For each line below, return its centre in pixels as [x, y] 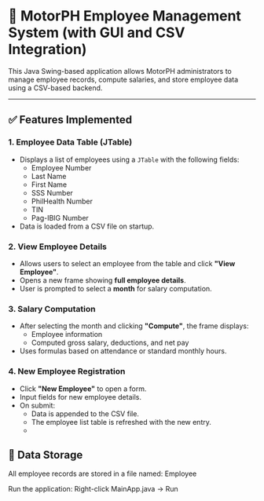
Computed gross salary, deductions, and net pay [110, 343]
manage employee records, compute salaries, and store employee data [123, 79]
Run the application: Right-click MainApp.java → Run [93, 489]
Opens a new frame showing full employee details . [103, 280]
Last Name [49, 176]
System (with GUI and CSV [97, 33]
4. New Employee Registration [67, 371]
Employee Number [61, 167]
